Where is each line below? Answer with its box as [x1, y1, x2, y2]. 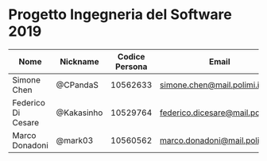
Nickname [59, 56, 99, 67]
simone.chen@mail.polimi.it [160, 79, 262, 90]
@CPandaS [56, 79, 99, 90]
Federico [12, 97, 46, 108]
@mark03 [56, 135, 94, 146]
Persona [114, 61, 148, 72]
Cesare [12, 117, 40, 128]
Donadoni [12, 140, 49, 151]
